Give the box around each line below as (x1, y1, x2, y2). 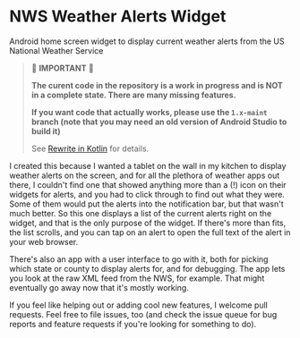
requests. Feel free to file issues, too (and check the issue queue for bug (9, 308, 278, 319)
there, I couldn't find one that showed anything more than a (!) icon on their (9, 179, 287, 190)
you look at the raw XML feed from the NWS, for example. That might (9, 273, 265, 283)
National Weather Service (9, 45, 104, 55)
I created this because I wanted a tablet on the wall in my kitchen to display (9, 160, 287, 171)
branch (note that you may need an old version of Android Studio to (30, 116, 287, 127)
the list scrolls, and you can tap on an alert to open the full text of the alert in (9, 226, 291, 238)
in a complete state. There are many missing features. (30, 89, 236, 100)
